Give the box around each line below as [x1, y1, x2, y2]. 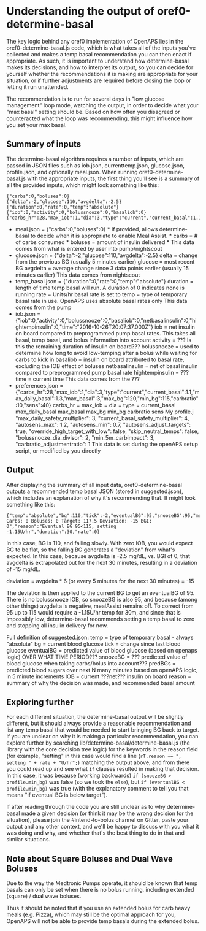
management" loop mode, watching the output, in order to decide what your [6, 101, 199, 109]
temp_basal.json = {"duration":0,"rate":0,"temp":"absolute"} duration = [15, 277, 194, 285]
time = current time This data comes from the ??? [15, 375, 140, 383]
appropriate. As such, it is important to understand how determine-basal [6, 57, 189, 64]
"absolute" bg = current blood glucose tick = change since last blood [6, 640, 181, 648]
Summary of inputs [6, 139, 82, 150]
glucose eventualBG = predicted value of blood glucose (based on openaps [6, 646, 197, 654]
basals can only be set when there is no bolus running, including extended [6, 886, 194, 894]
